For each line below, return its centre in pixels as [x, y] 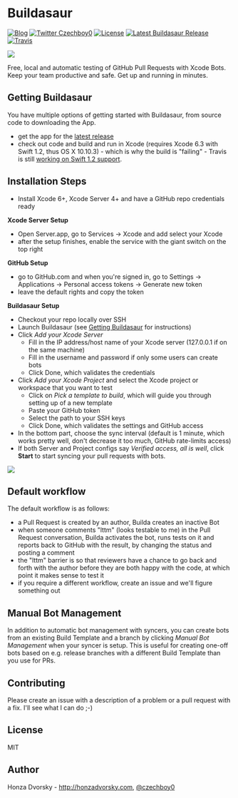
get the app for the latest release [66, 136]
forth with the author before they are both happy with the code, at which [124, 568]
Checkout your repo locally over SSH [72, 319]
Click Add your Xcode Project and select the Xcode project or [108, 380]
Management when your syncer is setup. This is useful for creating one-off [118, 645]
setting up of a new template [70, 403]
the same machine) [57, 349]
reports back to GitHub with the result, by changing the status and [115, 545]
